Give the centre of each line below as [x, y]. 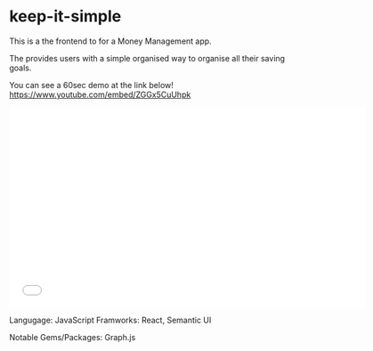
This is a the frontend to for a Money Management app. [110, 41]
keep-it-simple [65, 16]
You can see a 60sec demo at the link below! [91, 85]
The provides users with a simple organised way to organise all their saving [147, 58]
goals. [20, 68]
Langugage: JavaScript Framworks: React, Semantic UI [110, 320]
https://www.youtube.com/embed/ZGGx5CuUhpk [100, 94]
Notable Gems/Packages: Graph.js [73, 337]
